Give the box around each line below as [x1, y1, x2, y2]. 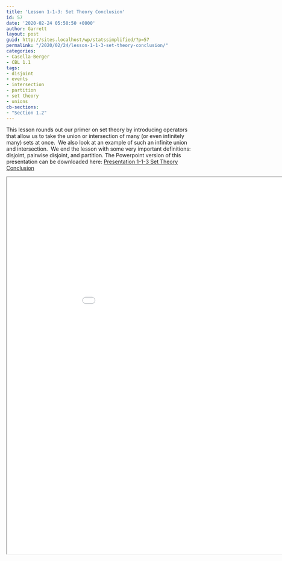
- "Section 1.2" [6, 110, 47, 116]
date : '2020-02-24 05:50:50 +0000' [6, 20, 96, 26]
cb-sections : [6, 104, 39, 110]
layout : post [6, 31, 39, 37]
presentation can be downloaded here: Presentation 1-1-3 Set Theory [6, 158, 178, 166]
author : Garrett [6, 25, 47, 32]
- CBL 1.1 [6, 59, 31, 65]
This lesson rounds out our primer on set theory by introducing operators [6, 126, 188, 133]
